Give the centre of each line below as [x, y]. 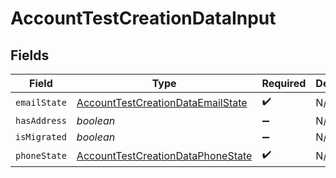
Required [284, 83]
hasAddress [41, 120]
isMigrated [41, 137]
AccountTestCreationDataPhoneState [164, 155]
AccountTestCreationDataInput [143, 18]
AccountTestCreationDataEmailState [162, 102]
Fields [30, 55]
